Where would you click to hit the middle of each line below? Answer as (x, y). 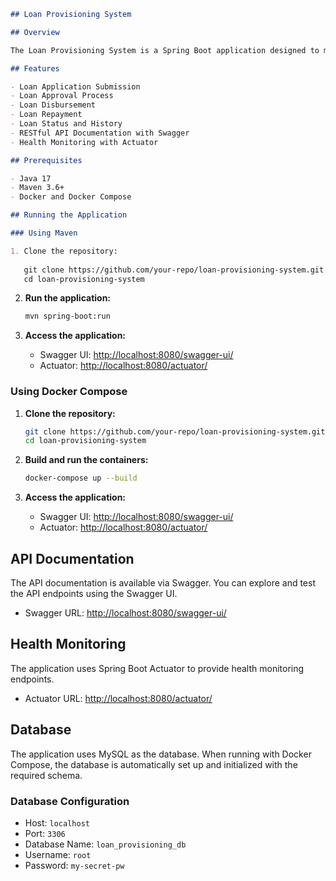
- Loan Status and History (66, 124)
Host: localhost (57, 822)
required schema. (46, 775)
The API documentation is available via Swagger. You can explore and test (163, 582)
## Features (35, 68)
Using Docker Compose (69, 392)
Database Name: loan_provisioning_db (105, 844)
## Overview (35, 32)
